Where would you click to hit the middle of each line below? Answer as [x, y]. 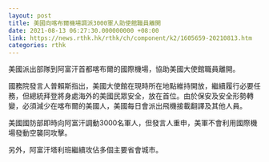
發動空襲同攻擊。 [43, 133]
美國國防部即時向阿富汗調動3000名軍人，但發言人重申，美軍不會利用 [122, 123]
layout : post [30, 16]
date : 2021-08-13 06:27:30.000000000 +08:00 [84, 30]
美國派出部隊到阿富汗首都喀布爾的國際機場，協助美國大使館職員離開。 [124, 69]
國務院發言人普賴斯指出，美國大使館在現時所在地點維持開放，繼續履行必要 [131, 86]
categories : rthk [37, 45]
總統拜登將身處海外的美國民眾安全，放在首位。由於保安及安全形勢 [138, 96]
